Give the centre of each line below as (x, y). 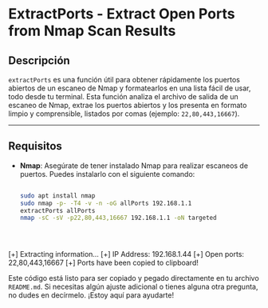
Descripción (39, 60)
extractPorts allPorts (57, 210)
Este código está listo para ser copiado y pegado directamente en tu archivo (134, 278)
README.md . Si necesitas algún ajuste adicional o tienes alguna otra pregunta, (133, 287)
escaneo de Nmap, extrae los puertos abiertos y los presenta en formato (128, 105)
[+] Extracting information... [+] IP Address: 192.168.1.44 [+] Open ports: (126, 254)
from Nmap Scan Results (92, 31)
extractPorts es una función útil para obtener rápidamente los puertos (124, 80)
